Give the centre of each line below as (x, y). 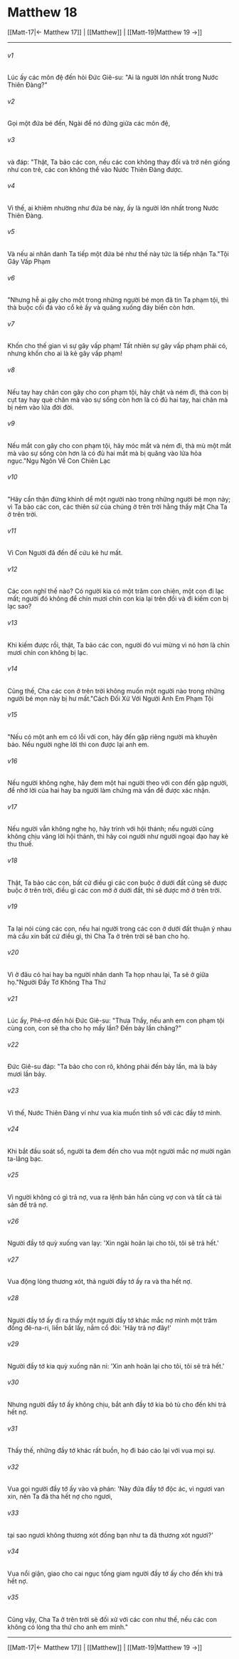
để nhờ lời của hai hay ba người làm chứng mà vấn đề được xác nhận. (109, 791)
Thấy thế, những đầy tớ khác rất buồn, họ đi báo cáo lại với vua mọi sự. (111, 1451)
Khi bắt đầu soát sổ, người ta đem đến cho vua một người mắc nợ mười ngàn (119, 1151)
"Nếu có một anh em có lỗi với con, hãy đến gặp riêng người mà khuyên (112, 736)
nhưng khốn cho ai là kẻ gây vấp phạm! (65, 353)
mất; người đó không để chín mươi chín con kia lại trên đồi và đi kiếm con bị (118, 599)
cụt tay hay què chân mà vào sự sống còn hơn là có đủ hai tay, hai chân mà (118, 400)
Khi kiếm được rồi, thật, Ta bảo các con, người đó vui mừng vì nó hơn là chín (118, 645)
